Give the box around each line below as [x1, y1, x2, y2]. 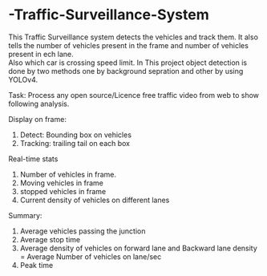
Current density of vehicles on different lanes [19, 195, 170, 205]
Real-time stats [8, 154, 59, 164]
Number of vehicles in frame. [19, 169, 117, 179]
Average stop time [19, 234, 81, 244]
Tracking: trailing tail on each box [19, 138, 131, 148]
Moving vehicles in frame [19, 178, 104, 188]
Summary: [8, 210, 42, 220]
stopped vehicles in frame [19, 186, 107, 196]
